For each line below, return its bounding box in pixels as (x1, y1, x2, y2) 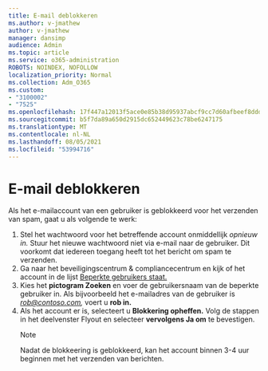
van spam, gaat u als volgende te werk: (8, 215, 137, 224)
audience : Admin (8, 41, 62, 49)
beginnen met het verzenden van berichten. (19, 354, 164, 364)
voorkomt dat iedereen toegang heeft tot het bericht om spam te (19, 247, 232, 256)
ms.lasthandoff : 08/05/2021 (8, 137, 102, 146)
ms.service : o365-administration (8, 57, 120, 65)
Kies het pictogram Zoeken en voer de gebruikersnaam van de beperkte (19, 281, 259, 290)
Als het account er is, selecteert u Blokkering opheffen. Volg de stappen (19, 306, 259, 316)
